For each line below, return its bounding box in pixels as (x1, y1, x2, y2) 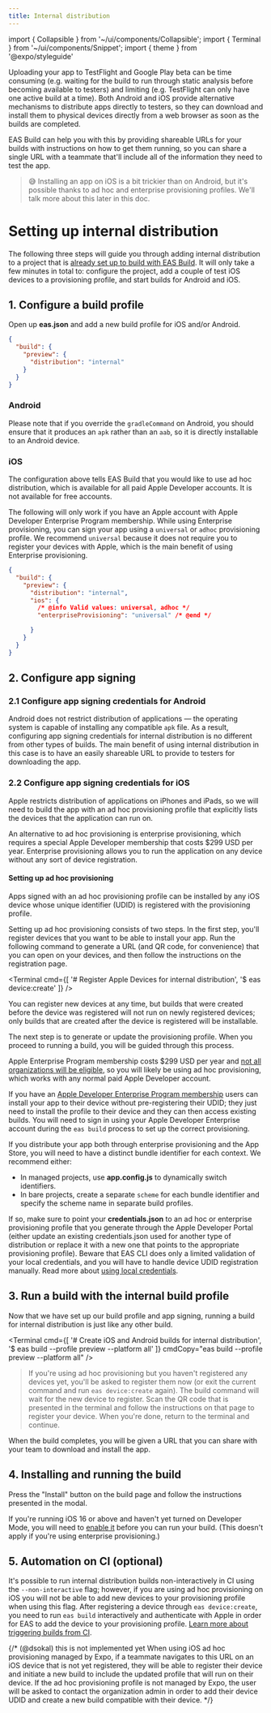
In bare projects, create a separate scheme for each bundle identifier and (19, 1189, 260, 1199)
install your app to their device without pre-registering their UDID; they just (8, 1098, 257, 1107)
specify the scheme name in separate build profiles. (19, 1198, 194, 1208)
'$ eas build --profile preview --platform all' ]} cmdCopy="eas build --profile (8, 1344, 263, 1353)
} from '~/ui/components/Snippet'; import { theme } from (8, 42, 197, 53)
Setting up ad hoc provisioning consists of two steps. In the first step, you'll (8, 924, 260, 934)
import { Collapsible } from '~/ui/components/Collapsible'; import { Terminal (8, 34, 261, 44)
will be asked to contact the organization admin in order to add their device (8, 1686, 259, 1697)
